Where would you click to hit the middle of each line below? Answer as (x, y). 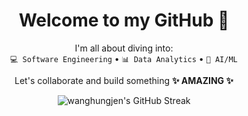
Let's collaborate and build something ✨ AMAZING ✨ (124, 80)
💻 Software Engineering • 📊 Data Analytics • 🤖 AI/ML (124, 58)
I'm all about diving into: (124, 48)
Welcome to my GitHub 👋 (124, 20)
